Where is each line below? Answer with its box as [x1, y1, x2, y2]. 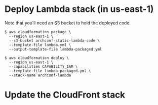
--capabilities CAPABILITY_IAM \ [9, 64, 78, 69]
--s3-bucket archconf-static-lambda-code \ [9, 38, 100, 43]
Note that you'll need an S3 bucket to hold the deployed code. [4, 20, 131, 26]
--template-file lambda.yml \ [9, 42, 71, 48]
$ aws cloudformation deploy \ [4, 55, 69, 60]
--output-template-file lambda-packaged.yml [9, 47, 102, 52]
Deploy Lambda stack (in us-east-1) [4, 3, 154, 15]
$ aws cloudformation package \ [4, 29, 71, 34]
